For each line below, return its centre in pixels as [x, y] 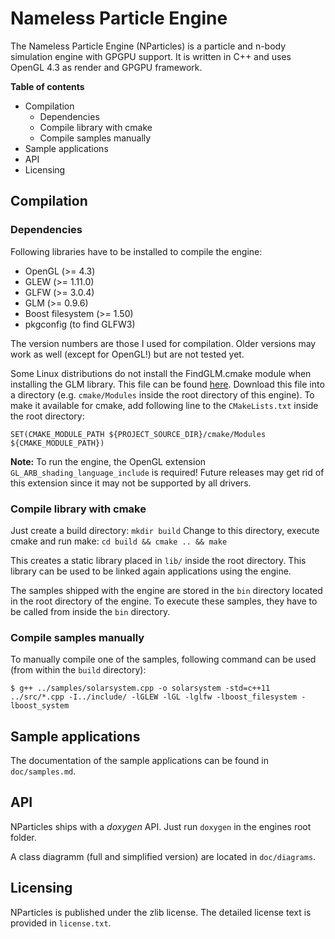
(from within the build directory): [78, 670]
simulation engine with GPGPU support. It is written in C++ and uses [151, 56]
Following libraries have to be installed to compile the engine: [136, 251]
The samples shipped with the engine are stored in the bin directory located [166, 590]
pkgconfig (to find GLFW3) [80, 324]
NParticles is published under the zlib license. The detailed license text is [161, 912]
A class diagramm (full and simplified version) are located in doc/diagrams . [163, 856]
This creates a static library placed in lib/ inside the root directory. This [158, 560]
